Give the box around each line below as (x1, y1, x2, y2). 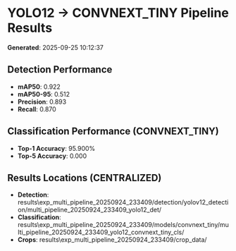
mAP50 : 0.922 (17, 82, 61, 91)
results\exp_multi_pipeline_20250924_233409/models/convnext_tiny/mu (17, 221, 229, 229)
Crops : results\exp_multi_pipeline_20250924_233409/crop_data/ (17, 235, 207, 244)
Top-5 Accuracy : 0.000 (17, 152, 87, 160)
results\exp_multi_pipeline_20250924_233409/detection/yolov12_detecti (17, 198, 229, 207)
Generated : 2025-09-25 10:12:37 (7, 43, 104, 51)
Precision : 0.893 (17, 97, 67, 106)
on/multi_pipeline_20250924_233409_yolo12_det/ (17, 206, 162, 214)
